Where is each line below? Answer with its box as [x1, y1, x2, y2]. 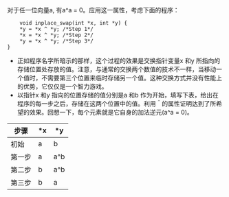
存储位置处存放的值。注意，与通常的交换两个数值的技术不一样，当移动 [17, 65, 217, 73]
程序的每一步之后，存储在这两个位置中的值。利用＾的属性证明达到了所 [17, 100, 217, 108]
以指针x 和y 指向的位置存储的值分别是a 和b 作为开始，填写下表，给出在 [17, 91, 219, 99]
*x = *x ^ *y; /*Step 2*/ [19, 32, 94, 38]
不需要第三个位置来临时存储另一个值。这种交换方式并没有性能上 [41, 74, 222, 82]
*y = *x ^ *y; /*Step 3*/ [19, 38, 94, 45]
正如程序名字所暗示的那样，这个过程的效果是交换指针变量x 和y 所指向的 [17, 57, 221, 65]
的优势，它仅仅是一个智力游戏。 [17, 82, 108, 91]
